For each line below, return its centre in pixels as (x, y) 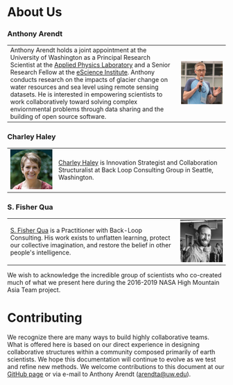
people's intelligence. (41, 253)
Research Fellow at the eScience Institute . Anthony (82, 72)
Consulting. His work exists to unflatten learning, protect (90, 238)
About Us (35, 12)
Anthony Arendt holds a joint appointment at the (78, 50)
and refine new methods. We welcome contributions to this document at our (116, 367)
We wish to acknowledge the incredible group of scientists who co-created (114, 275)
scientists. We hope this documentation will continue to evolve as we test (112, 359)
